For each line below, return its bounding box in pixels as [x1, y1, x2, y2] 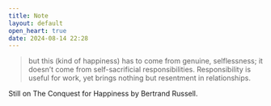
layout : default [8, 19, 63, 27]
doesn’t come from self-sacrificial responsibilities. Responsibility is [28, 65, 252, 75]
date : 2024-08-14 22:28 [8, 34, 89, 43]
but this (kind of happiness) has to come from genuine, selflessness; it [28, 56, 263, 66]
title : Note [8, 11, 49, 20]
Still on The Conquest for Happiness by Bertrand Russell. [8, 89, 198, 99]
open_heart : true [8, 26, 67, 35]
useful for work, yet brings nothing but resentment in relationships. [28, 73, 251, 83]
